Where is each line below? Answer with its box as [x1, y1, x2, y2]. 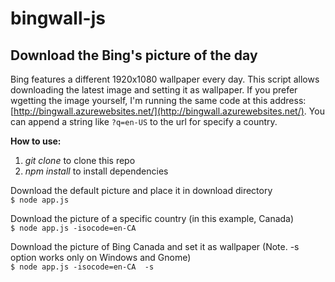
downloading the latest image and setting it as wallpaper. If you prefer [10, 84, 298, 96]
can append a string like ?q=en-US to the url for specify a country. [10, 116, 278, 127]
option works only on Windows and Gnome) [10, 252, 192, 263]
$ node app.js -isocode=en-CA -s [10, 262, 155, 272]
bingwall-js [10, 7, 106, 30]
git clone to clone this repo [24, 155, 136, 166]
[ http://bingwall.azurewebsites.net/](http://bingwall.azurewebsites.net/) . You [10, 105, 325, 117]
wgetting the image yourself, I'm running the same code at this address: [10, 95, 307, 106]
